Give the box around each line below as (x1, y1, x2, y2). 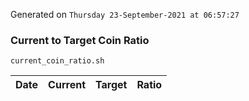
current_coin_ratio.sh (10, 56, 105, 66)
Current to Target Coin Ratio (10, 33, 150, 47)
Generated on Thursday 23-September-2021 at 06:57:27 (10, 9, 240, 20)
